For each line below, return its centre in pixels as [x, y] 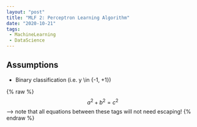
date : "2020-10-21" [31, 23]
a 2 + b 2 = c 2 [103, 101]
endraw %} [20, 118]
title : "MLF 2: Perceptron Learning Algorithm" [68, 18]
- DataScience [27, 40]
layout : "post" [26, 12]
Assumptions [32, 65]
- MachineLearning [32, 35]
